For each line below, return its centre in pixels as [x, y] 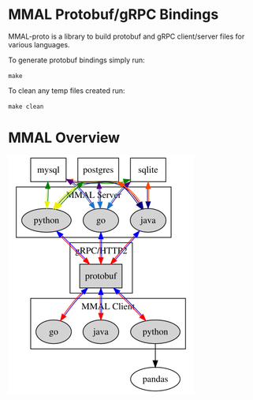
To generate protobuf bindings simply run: [77, 60]
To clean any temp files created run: [67, 90]
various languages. [39, 44]
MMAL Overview [64, 138]
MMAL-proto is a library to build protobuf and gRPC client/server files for [126, 36]
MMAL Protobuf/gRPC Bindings [113, 15]
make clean [26, 107]
